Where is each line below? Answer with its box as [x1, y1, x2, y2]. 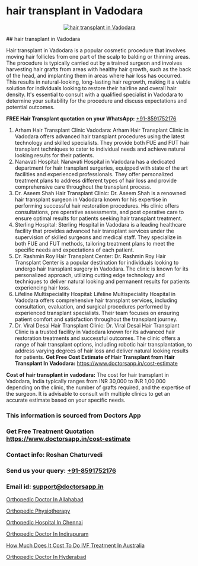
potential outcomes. [6, 103, 55, 110]
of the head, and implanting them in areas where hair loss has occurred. [6, 72, 182, 79]
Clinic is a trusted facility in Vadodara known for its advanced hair [14, 328, 175, 335]
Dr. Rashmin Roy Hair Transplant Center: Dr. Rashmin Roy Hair [14, 252, 166, 259]
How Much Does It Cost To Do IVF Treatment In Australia [6, 542, 145, 549]
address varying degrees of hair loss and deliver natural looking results [14, 347, 189, 354]
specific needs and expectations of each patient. [14, 246, 135, 253]
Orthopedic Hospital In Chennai [6, 519, 83, 526]
